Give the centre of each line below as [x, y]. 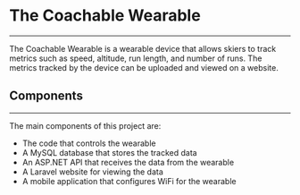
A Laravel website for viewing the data [92, 172]
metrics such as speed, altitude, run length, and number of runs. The [136, 58]
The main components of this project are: [85, 125]
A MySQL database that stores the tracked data [110, 152]
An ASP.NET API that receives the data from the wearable [128, 162]
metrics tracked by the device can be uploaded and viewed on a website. [144, 67]
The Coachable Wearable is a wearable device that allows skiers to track [143, 48]
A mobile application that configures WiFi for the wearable [129, 181]
